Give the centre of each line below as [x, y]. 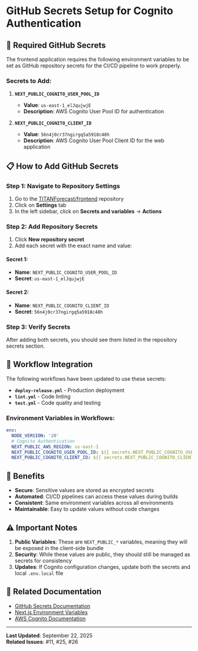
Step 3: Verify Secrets [38, 327]
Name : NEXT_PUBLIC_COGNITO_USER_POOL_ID [66, 272]
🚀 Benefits [26, 476]
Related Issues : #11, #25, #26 [42, 642]
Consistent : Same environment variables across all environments [94, 503]
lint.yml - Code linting [42, 396]
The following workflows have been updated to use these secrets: [86, 378]
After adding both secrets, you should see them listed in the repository [92, 339]
